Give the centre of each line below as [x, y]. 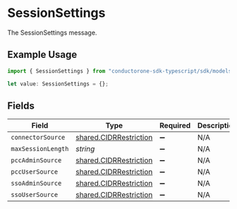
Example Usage [42, 55]
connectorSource [38, 138]
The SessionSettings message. [52, 32]
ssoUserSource [35, 195]
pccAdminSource [36, 161]
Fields [21, 106]
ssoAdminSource [36, 184]
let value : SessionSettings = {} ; [58, 84]
